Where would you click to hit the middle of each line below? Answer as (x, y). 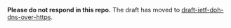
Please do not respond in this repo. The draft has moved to (94, 10)
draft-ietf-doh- (203, 10)
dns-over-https (29, 17)
